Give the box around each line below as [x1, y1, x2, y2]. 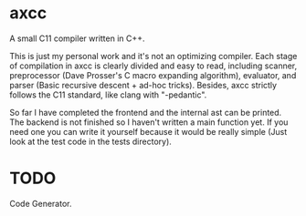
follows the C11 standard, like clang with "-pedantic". [9, 89, 207, 100]
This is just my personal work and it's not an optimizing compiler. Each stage [9, 50, 298, 61]
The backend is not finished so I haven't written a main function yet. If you [9, 117, 289, 128]
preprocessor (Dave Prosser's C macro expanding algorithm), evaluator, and [9, 69, 297, 80]
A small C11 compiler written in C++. [9, 33, 145, 44]
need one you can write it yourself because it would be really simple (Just [9, 126, 288, 137]
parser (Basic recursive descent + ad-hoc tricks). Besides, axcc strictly [9, 79, 277, 90]
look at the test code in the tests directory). [9, 136, 172, 147]
